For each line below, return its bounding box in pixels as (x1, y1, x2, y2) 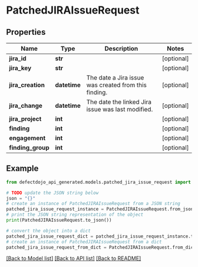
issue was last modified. (86, 106, 153, 113)
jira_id (9, 54, 27, 62)
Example (6, 163, 39, 174)
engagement (9, 134, 46, 142)
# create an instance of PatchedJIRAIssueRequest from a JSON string (6, 201, 181, 207)
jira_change (9, 101, 43, 110)
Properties (6, 27, 46, 37)
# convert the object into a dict (6, 228, 91, 233)
